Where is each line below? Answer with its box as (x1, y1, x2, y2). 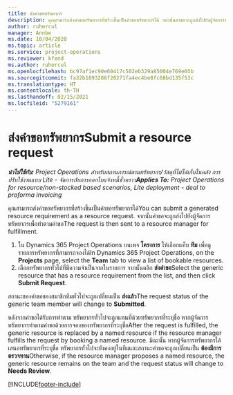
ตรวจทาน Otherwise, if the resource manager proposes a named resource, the (8, 351, 225, 360)
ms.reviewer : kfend (8, 55, 64, 62)
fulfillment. (8, 227, 39, 235)
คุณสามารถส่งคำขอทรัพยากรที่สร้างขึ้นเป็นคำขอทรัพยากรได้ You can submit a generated (8, 204, 218, 212)
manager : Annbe (8, 29, 52, 37)
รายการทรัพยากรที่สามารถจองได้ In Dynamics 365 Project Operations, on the (17, 248, 214, 256)
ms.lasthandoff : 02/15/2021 (8, 94, 89, 101)
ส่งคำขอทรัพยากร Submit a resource (8, 130, 192, 146)
